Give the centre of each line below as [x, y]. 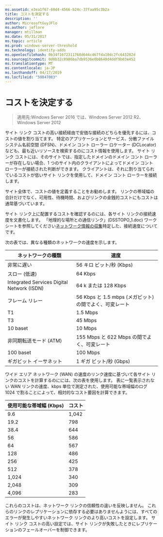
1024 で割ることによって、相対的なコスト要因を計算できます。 [67, 392]
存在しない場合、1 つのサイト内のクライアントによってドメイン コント [83, 163]
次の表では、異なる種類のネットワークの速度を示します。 [62, 242]
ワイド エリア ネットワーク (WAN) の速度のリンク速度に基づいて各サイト [78, 374]
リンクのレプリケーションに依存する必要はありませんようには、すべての [85, 511]
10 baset [18, 328]
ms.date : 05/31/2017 [26, 37]
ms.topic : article [24, 41]
